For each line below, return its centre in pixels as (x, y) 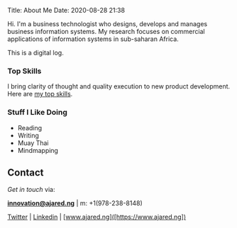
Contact (26, 172)
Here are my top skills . (40, 94)
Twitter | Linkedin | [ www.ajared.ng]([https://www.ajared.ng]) (97, 217)
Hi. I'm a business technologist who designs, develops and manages (108, 24)
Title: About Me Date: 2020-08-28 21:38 (66, 10)
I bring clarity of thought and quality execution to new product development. (119, 86)
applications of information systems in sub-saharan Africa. (93, 39)
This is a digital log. (35, 53)
